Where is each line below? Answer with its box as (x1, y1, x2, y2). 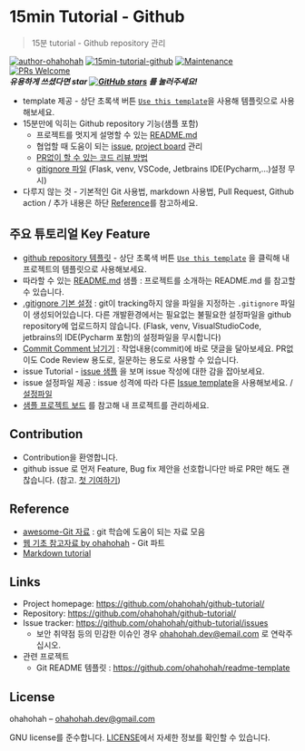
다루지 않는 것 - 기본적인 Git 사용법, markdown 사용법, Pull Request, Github (22, 186, 295, 197)
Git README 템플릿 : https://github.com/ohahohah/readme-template (35, 662, 290, 673)
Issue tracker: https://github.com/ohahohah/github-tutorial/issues (22, 618, 269, 629)
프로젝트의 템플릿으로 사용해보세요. (22, 263, 147, 274)
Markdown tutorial (22, 548, 92, 559)
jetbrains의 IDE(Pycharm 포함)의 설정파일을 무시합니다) (22, 331, 221, 342)
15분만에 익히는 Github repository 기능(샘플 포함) (22, 118, 199, 129)
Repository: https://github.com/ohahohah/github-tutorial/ (22, 608, 237, 619)
